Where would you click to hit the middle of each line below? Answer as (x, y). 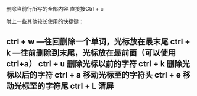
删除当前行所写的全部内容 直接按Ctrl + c (55, 9)
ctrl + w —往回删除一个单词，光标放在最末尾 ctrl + (98, 42)
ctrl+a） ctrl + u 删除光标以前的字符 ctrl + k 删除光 (98, 64)
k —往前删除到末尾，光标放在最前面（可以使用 (91, 53)
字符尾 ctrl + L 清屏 (79, 86)
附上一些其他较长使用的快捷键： (45, 21)
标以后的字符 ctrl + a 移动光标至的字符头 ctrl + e (94, 75)
